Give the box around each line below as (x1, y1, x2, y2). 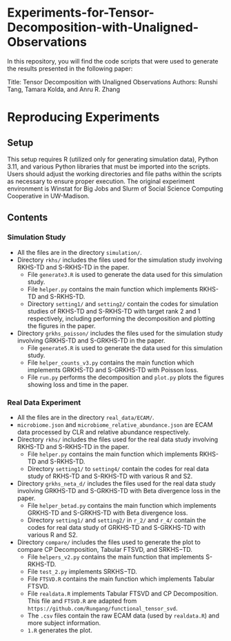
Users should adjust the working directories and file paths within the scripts (7, 169, 222, 178)
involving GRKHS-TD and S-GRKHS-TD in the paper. (17, 336, 165, 345)
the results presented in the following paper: (7, 64, 133, 73)
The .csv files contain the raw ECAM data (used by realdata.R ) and (27, 611, 219, 620)
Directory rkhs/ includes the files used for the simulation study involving (17, 256, 223, 264)
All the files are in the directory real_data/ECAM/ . (17, 413, 154, 421)
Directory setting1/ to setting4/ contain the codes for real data (27, 464, 209, 472)
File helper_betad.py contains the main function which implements (27, 501, 217, 509)
